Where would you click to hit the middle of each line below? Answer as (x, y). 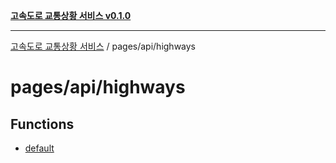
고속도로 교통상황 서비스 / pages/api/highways (103, 46)
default (39, 148)
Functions (42, 124)
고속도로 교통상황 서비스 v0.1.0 (71, 15)
